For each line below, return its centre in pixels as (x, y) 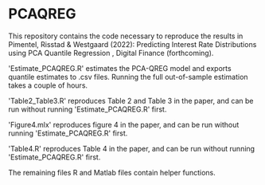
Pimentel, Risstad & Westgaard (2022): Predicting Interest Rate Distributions (132, 44)
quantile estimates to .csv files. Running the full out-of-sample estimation (128, 77)
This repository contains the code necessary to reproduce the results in (126, 36)
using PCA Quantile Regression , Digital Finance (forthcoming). (111, 53)
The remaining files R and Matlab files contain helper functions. (112, 172)
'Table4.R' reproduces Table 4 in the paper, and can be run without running (132, 148)
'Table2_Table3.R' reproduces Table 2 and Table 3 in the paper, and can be (131, 100)
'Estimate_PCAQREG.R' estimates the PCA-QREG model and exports (120, 68)
